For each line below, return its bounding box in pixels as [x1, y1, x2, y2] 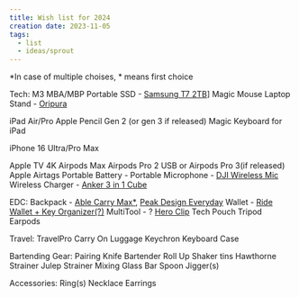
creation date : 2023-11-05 [9, 22, 111, 31]
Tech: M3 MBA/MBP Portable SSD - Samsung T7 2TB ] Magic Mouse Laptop [9, 89, 291, 100]
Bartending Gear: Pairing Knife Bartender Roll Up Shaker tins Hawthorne [9, 251, 277, 262]
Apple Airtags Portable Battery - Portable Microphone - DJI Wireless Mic [9, 170, 279, 181]
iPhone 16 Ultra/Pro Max [9, 143, 99, 154]
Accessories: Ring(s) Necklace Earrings [9, 278, 157, 289]
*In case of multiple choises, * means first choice [9, 71, 194, 82]
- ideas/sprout [17, 47, 75, 56]
